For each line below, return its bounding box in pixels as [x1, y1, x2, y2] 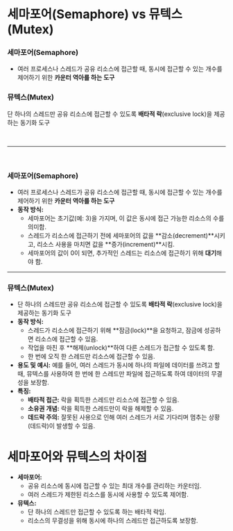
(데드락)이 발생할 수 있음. [27, 422, 96, 430]
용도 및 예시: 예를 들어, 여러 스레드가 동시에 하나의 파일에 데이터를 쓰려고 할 [17, 361, 221, 369]
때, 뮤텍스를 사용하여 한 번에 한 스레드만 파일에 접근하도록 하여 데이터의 [17, 370, 210, 378]
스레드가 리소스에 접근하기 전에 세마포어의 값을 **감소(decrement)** [27, 231, 214, 240]
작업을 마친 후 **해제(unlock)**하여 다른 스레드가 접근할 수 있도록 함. [27, 343, 215, 352]
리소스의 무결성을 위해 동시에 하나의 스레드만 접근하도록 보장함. [27, 516, 198, 525]
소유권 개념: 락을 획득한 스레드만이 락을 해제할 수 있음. [27, 405, 174, 413]
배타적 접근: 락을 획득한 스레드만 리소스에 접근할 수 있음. [27, 395, 180, 404]
